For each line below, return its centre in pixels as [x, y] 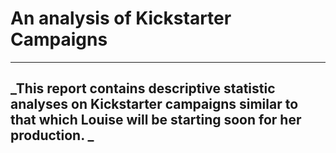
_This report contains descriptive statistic [143, 88]
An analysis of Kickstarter [121, 18]
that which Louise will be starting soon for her [156, 120]
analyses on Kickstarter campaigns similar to [154, 104]
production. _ [52, 135]
